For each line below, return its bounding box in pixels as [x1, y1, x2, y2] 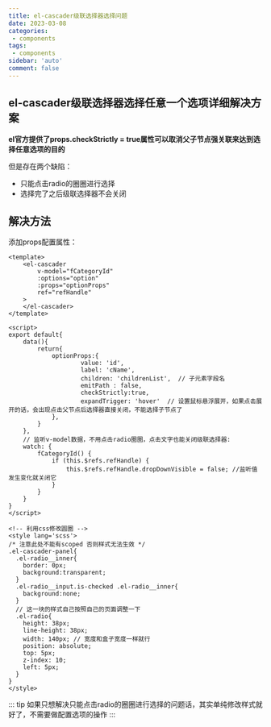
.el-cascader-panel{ [8, 547, 78, 556]
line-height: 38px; [23, 626, 89, 635]
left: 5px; [23, 663, 60, 671]
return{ [37, 345, 63, 353]
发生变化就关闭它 [8, 474, 57, 482]
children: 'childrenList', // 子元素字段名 [80, 375, 226, 383]
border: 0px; [23, 562, 67, 570]
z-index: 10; [23, 656, 67, 665]
